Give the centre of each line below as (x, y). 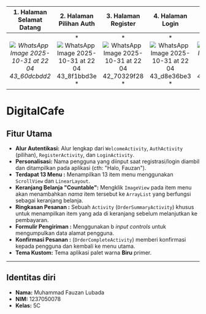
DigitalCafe (36, 111)
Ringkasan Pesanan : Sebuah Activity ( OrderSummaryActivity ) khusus (105, 207)
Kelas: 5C (28, 305)
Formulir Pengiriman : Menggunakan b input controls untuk (91, 227)
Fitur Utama (29, 133)
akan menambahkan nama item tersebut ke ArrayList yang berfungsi (103, 194)
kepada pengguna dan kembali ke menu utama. (75, 246)
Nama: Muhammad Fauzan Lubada (60, 292)
